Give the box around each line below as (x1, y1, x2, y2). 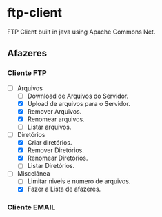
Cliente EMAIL (7, 203, 56, 212)
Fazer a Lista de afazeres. (27, 185, 101, 194)
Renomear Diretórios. (27, 154, 88, 163)
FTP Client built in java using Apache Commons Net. (7, 28, 156, 36)
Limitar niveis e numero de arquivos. (27, 177, 131, 185)
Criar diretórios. (27, 138, 72, 147)
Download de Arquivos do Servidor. (27, 92, 129, 100)
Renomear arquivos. (27, 115, 85, 123)
